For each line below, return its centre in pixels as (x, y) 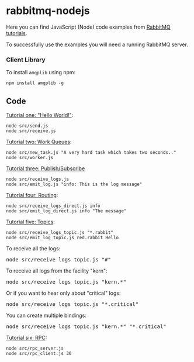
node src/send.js (27, 126)
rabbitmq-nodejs (48, 11)
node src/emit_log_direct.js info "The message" (66, 211)
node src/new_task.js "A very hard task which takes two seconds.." (91, 153)
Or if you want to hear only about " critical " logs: (63, 293)
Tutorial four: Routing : (32, 195)
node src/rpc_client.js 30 (39, 354)
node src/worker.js (30, 158)
